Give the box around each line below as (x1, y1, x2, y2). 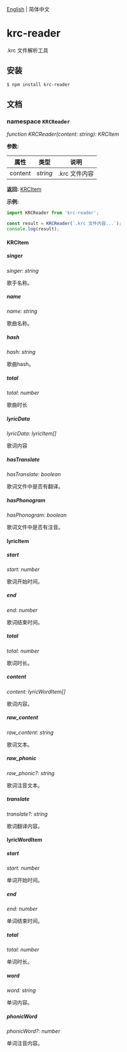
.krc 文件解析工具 (6, 46, 49, 53)
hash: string (6, 349, 36, 356)
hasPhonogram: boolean (6, 511, 67, 519)
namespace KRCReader (6, 117, 71, 125)
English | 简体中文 (6, 6, 50, 12)
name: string (6, 308, 38, 315)
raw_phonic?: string (6, 769, 55, 776)
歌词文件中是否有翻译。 (6, 483, 63, 490)
